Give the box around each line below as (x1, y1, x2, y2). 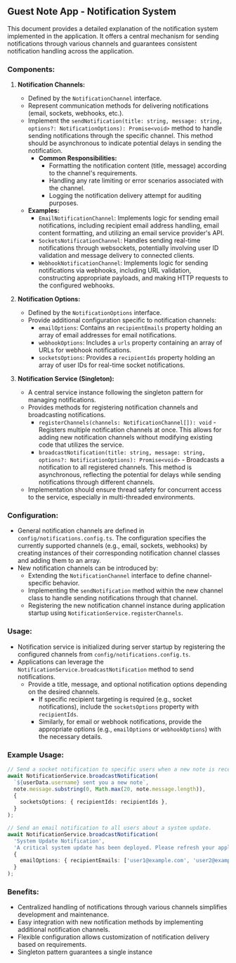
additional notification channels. (17, 926, 110, 934)
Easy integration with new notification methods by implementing (17, 918, 204, 926)
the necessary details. (38, 732, 103, 740)
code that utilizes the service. (38, 440, 124, 449)
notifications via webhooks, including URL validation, (38, 266, 192, 275)
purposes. (48, 199, 79, 207)
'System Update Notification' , (13, 838, 105, 845)
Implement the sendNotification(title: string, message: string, (27, 116, 223, 125)
